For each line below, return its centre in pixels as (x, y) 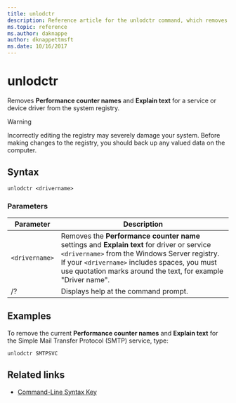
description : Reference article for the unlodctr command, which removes (118, 20)
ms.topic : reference (38, 27)
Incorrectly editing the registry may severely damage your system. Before (114, 135)
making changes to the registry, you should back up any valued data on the (116, 143)
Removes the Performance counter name (130, 236)
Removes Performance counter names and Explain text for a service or (112, 100)
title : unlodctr (31, 14)
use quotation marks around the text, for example (142, 271)
